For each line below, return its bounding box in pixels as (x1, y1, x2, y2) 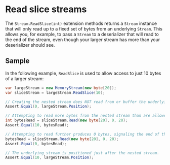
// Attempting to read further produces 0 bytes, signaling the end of (5, 131, 159, 137)
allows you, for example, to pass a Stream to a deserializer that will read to (5, 31, 159, 37)
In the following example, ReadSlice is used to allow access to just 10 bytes (5, 70, 161, 76)
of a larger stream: (5, 75, 44, 82)
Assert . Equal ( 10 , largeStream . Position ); (5, 155, 94, 160)
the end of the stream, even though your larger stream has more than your (5, 37, 160, 43)
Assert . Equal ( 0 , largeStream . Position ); (5, 104, 92, 109)
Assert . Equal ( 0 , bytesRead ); (5, 141, 67, 146)
